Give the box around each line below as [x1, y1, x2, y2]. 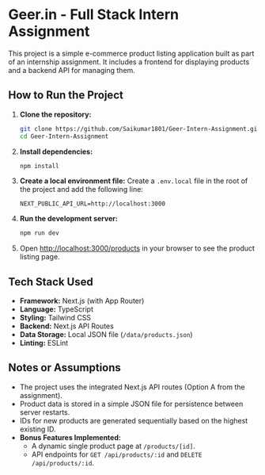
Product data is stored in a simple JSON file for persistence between [19, 399, 244, 408]
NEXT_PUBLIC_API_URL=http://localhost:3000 [19, 200, 166, 208]
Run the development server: [19, 214, 119, 224]
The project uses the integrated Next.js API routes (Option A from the [19, 382, 245, 392]
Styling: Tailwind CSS [19, 313, 92, 323]
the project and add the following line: [19, 185, 144, 194]
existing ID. [19, 424, 57, 434]
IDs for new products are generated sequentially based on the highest [19, 416, 248, 425]
